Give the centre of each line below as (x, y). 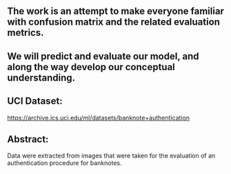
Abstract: (28, 139)
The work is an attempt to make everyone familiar (115, 11)
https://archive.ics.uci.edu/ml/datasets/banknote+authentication (99, 118)
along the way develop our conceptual (91, 67)
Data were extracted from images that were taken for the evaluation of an (111, 156)
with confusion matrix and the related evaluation (114, 22)
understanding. (41, 77)
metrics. (26, 33)
